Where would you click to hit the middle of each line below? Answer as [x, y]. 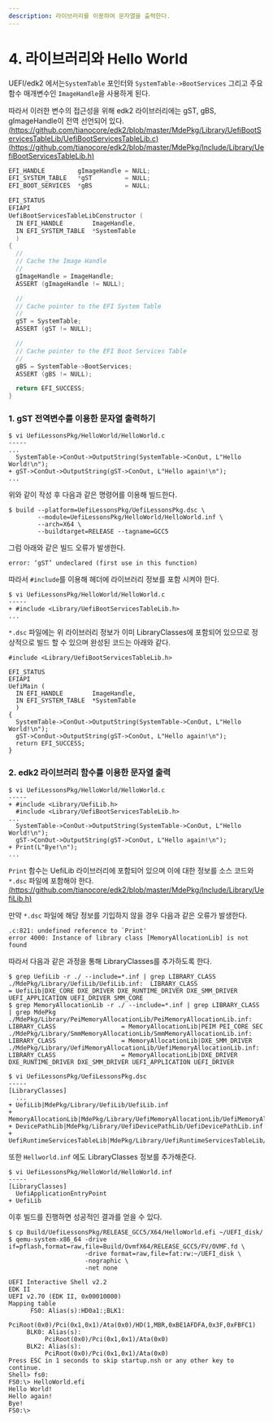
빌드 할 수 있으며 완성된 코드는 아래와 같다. [103, 643]
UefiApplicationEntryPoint [61, 1193]
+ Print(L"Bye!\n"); [43, 847]
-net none [101, 1268]
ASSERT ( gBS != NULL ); [54, 374]
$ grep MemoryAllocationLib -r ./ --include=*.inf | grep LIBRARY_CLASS [134, 1005]
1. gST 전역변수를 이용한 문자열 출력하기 [82, 419]
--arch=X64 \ [60, 525]
